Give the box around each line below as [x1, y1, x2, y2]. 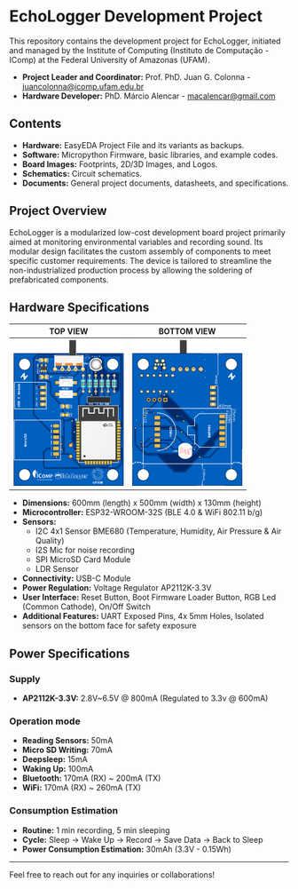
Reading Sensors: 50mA [21, 735, 114, 746]
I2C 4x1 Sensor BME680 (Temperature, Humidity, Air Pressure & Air [35, 526, 282, 536]
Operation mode [9, 715, 82, 727]
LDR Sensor [35, 564, 80, 575]
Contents [9, 116, 62, 131]
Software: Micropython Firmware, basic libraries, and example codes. [21, 149, 278, 160]
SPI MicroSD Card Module [35, 554, 131, 565]
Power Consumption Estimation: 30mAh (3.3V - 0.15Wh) [21, 844, 232, 854]
